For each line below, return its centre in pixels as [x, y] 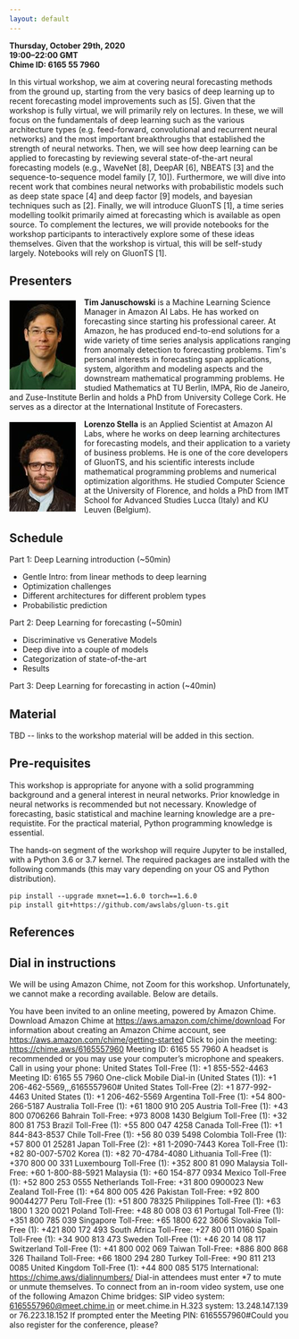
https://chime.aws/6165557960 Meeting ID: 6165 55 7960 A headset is [139, 1049]
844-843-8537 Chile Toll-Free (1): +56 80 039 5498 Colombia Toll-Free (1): [148, 1135]
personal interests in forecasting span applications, [178, 360]
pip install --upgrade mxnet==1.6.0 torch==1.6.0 [104, 896]
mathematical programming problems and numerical [180, 472]
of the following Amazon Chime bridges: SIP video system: [117, 1296]
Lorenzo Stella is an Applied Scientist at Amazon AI [179, 424]
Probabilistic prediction [65, 606]
